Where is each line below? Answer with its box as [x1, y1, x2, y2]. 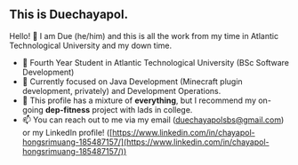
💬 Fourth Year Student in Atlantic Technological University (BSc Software [21, 57, 289, 67]
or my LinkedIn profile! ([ [21, 127, 113, 137]
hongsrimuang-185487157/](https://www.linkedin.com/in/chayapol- [21, 137, 270, 147]
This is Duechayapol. [9, 7, 129, 22]
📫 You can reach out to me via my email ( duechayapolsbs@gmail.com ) [21, 114, 285, 125]
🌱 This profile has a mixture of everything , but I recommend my [21, 95, 256, 106]
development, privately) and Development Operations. [21, 85, 221, 96]
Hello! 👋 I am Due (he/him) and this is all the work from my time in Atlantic [9, 30, 278, 41]
